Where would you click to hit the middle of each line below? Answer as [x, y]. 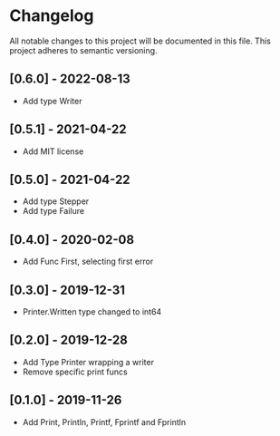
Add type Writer [52, 101]
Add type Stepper [56, 201]
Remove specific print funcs [75, 372]
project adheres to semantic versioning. [83, 50]
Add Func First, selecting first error [88, 262]
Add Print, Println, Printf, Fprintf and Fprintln [104, 421]
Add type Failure [53, 211]
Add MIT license [53, 151]
